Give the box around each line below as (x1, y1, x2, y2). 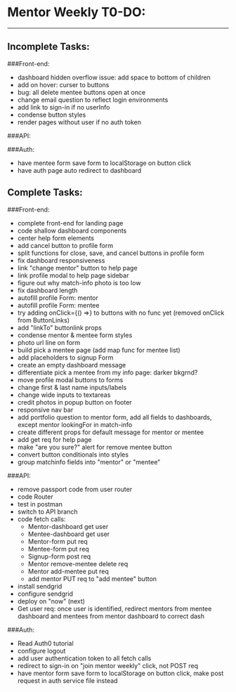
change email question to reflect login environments (17, 96, 169, 104)
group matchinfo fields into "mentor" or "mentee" (17, 457, 161, 466)
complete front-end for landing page (17, 218, 124, 227)
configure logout (17, 646, 66, 655)
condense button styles (17, 110, 86, 119)
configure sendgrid (17, 589, 74, 598)
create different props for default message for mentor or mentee (17, 428, 204, 436)
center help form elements (17, 233, 95, 242)
